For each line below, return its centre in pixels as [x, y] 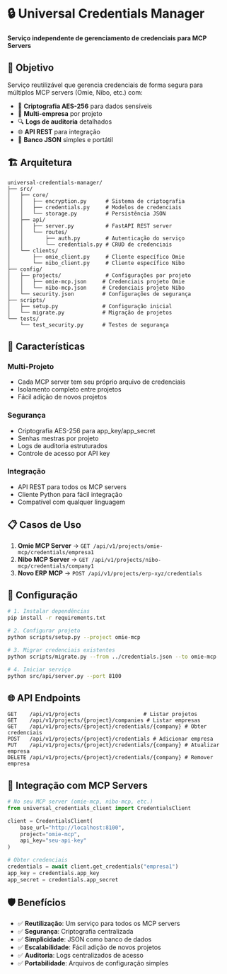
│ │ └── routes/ [38, 232]
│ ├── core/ [28, 195]
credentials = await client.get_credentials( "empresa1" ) [93, 867]
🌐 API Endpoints [44, 698]
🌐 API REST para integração [59, 131]
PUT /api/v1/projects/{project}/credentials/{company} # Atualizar [113, 745]
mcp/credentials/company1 [56, 566]
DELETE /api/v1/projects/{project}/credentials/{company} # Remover [110, 758]
